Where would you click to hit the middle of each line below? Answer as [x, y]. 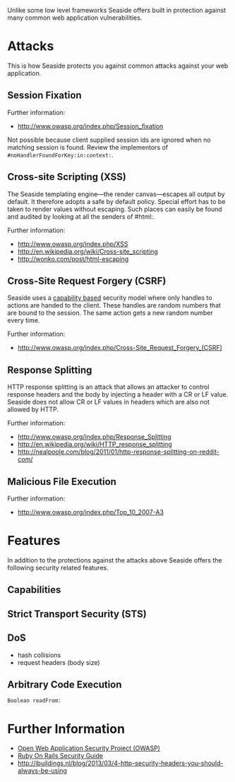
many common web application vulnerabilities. [75, 18]
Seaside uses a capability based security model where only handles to [110, 298]
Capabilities [34, 590]
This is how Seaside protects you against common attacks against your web [118, 66]
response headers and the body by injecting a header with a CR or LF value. [118, 395]
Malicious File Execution [62, 482]
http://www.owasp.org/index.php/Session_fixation [90, 126]
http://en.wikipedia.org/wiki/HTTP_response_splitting [95, 445]
